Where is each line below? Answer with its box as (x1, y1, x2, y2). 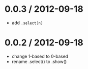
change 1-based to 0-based (11, 53, 68, 59)
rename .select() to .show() (11, 58, 67, 65)
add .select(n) (11, 20, 43, 26)
